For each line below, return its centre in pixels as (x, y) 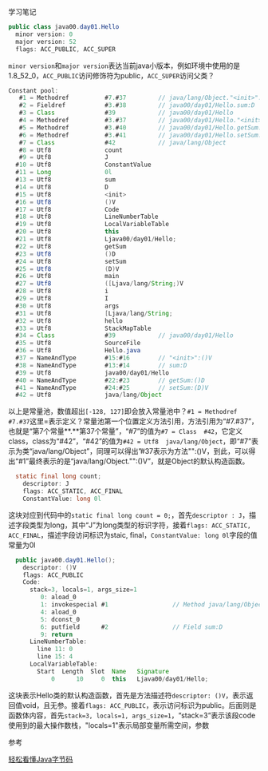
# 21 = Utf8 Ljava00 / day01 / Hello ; (96, 239)
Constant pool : (33, 90)
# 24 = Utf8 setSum (71, 261)
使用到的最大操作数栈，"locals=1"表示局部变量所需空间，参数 (109, 725)
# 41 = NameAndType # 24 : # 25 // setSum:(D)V (112, 387)
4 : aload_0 (59, 612)
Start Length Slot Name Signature (103, 671)
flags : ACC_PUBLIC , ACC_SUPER (65, 49)
